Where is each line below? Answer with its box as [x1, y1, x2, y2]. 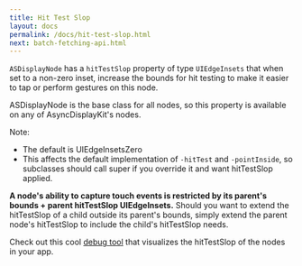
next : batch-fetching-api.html [9, 38, 127, 48]
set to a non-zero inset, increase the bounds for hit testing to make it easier [9, 73, 289, 84]
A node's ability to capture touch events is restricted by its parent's [9, 190, 268, 201]
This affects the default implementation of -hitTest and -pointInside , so [22, 154, 293, 165]
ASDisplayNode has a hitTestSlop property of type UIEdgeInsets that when [9, 63, 284, 74]
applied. [22, 173, 53, 184]
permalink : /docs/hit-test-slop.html [9, 30, 151, 39]
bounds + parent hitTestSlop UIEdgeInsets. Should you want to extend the [9, 200, 290, 211]
